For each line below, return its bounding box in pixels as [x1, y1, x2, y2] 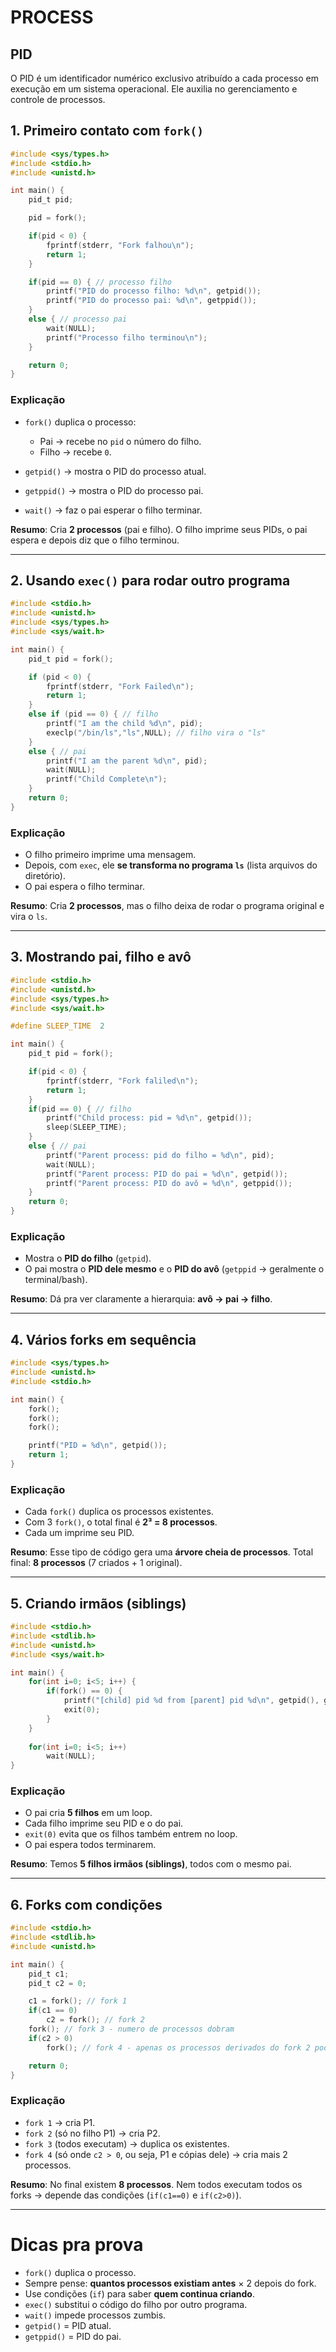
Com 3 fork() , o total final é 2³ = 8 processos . [24, 1516, 218, 1528]
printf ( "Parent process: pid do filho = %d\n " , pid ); [46, 1150, 275, 1160]
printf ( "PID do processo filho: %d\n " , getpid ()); [46, 286, 262, 296]
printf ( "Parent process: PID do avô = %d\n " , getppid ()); [46, 1178, 293, 1188]
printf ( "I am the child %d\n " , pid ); [46, 719, 203, 729]
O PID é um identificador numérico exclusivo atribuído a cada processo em [10, 72, 319, 84]
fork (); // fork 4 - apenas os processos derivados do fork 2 [46, 2042, 311, 2053]
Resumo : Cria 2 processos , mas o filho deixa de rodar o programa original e [10, 900, 325, 912]
